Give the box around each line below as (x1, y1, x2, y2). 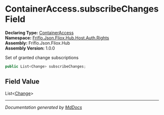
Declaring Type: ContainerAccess (5, 30, 74, 35)
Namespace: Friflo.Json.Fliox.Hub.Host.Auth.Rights (5, 35, 109, 41)
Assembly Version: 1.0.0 (5, 45, 55, 51)
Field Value (5, 78, 40, 86)
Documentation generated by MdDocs (5, 104, 82, 110)
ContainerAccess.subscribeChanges (5, 3, 159, 15)
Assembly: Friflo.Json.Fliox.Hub (5, 40, 70, 46)
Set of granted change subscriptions (5, 54, 79, 60)
